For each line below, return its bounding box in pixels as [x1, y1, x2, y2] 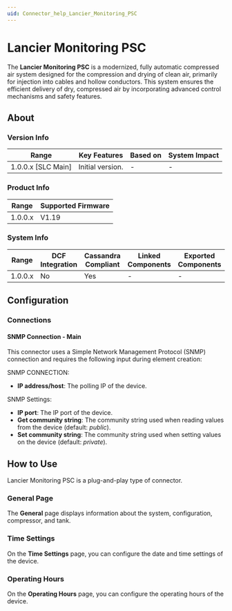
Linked [137, 251, 161, 260]
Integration [40, 260, 78, 269]
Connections [7, 316, 52, 325]
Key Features [78, 151, 124, 160]
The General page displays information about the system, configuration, [7, 509, 213, 518]
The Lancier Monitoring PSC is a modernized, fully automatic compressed [7, 63, 220, 71]
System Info [7, 233, 49, 242]
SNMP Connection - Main [7, 332, 81, 340]
